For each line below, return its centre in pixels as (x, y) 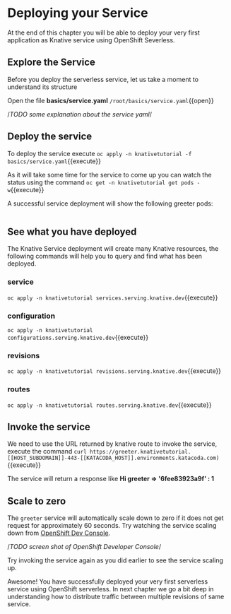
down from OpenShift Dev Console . (59, 533)
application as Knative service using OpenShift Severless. (91, 40)
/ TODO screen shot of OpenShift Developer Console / (84, 547)
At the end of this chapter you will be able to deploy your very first (103, 33)
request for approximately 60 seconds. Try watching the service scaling (112, 526)
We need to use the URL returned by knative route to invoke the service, (112, 444)
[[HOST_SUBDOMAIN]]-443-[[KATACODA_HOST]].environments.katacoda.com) (113, 458)
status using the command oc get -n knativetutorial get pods (101, 182)
